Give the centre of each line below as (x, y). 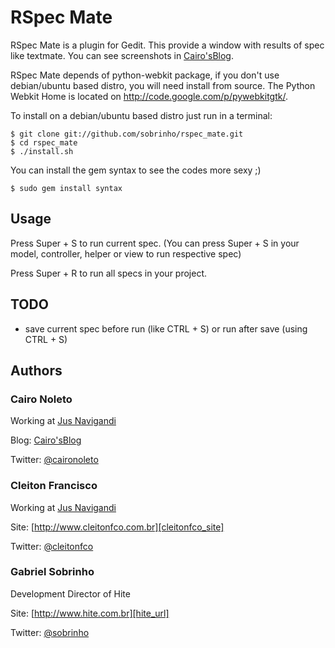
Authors (36, 370)
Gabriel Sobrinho (52, 572)
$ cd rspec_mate (44, 142)
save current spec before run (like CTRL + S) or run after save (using (166, 328)
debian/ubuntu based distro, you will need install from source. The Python (163, 85)
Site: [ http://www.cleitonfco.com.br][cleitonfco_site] (117, 527)
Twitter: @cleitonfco (52, 546)
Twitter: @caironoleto (54, 460)
